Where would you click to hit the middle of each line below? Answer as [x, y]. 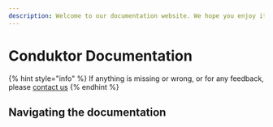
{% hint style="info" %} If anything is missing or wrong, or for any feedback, [136, 78]
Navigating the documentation [87, 112]
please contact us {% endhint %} [64, 87]
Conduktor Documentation [100, 55]
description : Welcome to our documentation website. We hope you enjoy [132, 16]
